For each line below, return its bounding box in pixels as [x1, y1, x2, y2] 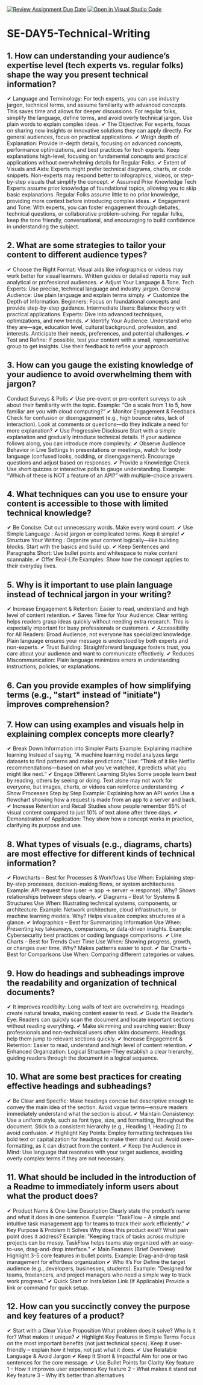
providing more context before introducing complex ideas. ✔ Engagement [7, 198, 190, 204]
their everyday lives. [7, 562, 57, 569]
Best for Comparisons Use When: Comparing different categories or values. [7, 951, 195, 958]
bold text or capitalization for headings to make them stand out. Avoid [7, 1136, 180, 1143]
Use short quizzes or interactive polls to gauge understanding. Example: [7, 465, 186, 472]
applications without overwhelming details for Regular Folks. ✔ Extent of [7, 159, 186, 166]
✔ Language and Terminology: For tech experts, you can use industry [7, 95, 180, 102]
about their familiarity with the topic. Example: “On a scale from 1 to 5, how [7, 401, 192, 408]
